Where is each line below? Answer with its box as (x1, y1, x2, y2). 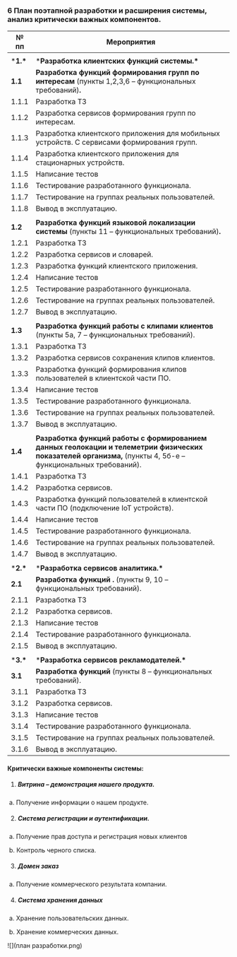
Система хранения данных (17, 896, 104, 905)
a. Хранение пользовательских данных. (8, 914, 129, 922)
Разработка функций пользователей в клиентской (35, 494, 208, 504)
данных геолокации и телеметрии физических (35, 442, 203, 452)
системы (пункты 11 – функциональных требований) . (35, 227, 221, 237)
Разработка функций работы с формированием (35, 433, 207, 443)
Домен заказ (17, 862, 59, 871)
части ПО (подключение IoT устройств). (35, 503, 174, 513)
